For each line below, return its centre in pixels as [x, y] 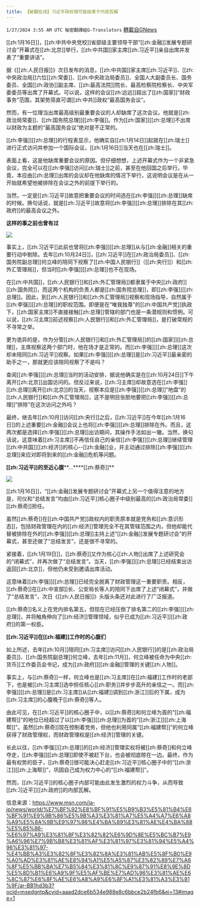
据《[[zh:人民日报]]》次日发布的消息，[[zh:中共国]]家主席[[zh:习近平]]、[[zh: [100, 70]
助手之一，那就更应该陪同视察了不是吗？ [56, 361]
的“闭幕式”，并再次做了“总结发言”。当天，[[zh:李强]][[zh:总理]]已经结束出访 [99, 561]
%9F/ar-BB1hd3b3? [30, 885]
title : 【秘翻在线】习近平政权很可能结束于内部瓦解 [62, 12]
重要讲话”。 [33, 57]
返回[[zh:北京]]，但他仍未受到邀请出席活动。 [61, 569]
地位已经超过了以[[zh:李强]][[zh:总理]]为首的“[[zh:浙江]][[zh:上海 [107, 719]
